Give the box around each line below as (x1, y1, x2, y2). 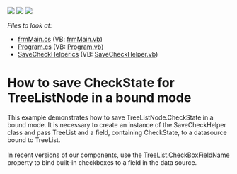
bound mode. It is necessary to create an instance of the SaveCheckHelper (7, 120, 226, 129)
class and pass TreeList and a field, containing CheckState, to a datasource (7, 128, 228, 137)
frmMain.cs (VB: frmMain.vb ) (17, 35, 103, 43)
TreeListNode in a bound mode (7, 90, 192, 106)
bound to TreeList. (7, 135, 61, 144)
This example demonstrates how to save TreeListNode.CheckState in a (7, 113, 214, 122)
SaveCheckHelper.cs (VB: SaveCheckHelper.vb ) (17, 50, 158, 58)
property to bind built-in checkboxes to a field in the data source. (7, 158, 197, 166)
